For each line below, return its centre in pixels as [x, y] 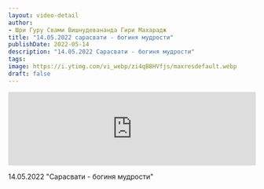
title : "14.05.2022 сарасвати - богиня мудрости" [91, 37]
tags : [17, 60]
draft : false [29, 74]
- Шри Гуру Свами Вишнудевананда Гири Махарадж [88, 30]
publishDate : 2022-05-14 [49, 45]
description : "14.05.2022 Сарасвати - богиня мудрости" [101, 52]
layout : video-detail [44, 15]
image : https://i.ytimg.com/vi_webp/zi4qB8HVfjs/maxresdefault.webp [123, 67]
